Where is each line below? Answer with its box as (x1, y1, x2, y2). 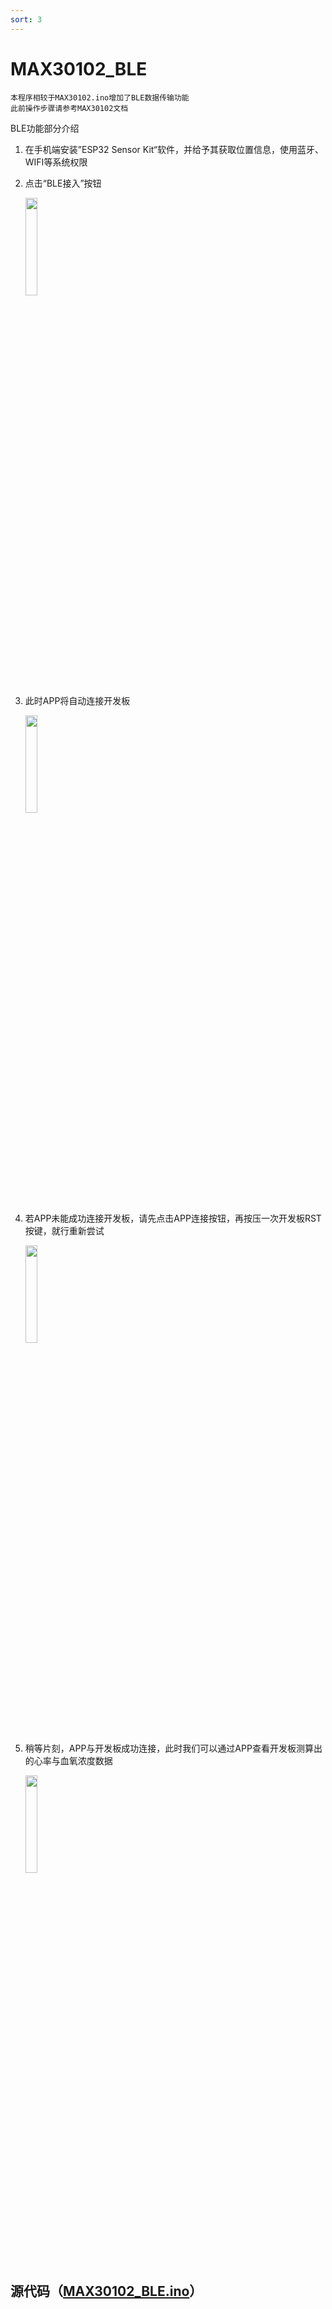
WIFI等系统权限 (24, 156, 88, 168)
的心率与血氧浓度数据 (24, 1754, 113, 1766)
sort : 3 (10, 14, 43, 25)
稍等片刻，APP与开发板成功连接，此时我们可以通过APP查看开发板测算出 (24, 1742, 323, 1754)
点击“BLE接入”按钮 (24, 177, 102, 189)
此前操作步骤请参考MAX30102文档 (10, 103, 129, 113)
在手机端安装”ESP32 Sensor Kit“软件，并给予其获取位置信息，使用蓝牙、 (24, 143, 325, 155)
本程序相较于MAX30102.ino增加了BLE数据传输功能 (10, 92, 190, 103)
